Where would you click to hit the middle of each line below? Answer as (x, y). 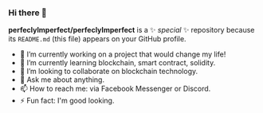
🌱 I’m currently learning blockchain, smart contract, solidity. (118, 63)
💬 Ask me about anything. (62, 80)
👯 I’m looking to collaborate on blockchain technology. (109, 72)
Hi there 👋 (28, 13)
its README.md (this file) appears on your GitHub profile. (97, 39)
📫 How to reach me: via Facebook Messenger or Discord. (115, 89)
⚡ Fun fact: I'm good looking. (67, 101)
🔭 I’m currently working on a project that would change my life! (123, 54)
